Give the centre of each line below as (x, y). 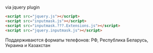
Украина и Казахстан (28, 45)
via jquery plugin (23, 7)
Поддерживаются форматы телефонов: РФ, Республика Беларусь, (77, 40)
